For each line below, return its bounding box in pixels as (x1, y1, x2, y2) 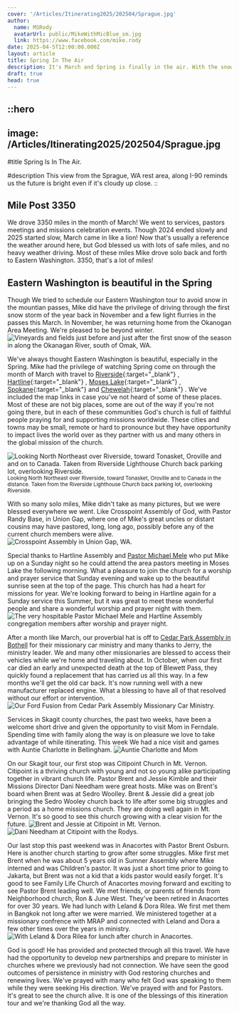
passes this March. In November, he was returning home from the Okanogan (7, 319, 232, 327)
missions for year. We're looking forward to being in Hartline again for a (7, 589, 217, 598)
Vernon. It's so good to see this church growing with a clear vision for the (7, 812, 223, 821)
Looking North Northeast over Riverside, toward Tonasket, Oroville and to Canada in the (7, 475, 222, 482)
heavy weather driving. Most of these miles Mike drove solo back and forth (7, 249, 228, 257)
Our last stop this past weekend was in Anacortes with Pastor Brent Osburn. (7, 842, 230, 850)
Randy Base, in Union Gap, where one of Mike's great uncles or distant (7, 514, 215, 524)
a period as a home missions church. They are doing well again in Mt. (7, 805, 211, 813)
